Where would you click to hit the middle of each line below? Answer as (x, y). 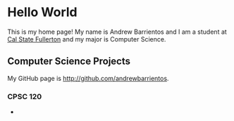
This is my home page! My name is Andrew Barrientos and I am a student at (117, 32)
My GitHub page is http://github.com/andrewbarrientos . (88, 78)
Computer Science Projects (69, 62)
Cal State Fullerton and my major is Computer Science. (87, 39)
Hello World (42, 12)
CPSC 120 (25, 96)
